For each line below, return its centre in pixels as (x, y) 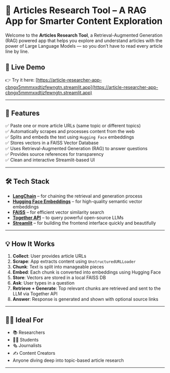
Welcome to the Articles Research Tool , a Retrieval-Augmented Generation (84, 35)
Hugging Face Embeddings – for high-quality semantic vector (77, 201)
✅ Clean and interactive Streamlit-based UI (50, 160)
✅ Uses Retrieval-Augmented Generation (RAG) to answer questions (76, 148)
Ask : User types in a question (44, 283)
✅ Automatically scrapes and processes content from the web (70, 131)
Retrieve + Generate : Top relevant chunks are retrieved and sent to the (87, 288)
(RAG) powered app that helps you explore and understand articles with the (84, 41)
